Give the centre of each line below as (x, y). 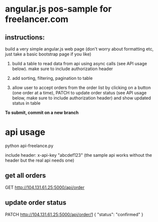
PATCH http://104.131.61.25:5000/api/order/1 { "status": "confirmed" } (74, 214)
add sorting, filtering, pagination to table (52, 78)
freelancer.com (37, 19)
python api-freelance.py (29, 146)
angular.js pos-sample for (58, 9)
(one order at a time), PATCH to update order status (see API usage (79, 93)
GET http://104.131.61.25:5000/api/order (45, 187)
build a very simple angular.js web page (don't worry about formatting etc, (79, 49)
